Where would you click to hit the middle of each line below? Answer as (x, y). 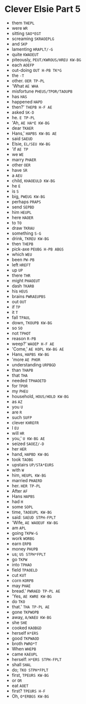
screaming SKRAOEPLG (33, 39)
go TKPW (19, 559)
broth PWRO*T (24, 643)
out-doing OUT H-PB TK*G (37, 70)
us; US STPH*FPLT (29, 554)
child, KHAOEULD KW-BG (33, 180)
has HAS (19, 96)
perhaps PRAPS (26, 201)
